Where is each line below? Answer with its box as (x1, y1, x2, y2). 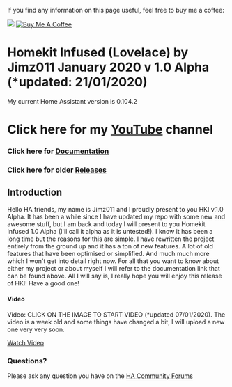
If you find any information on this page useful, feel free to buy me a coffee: (7, 6, 224, 14)
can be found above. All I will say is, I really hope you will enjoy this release (7, 271, 222, 280)
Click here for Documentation (7, 146, 109, 156)
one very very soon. (7, 325, 65, 333)
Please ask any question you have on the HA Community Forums (7, 372, 194, 380)
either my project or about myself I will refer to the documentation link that (7, 264, 221, 272)
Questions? (7, 356, 47, 365)
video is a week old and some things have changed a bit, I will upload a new (7, 317, 225, 326)
